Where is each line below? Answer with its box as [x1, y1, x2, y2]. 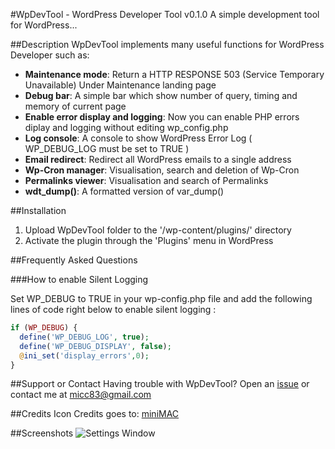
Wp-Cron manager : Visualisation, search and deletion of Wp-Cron [24, 164, 300, 176]
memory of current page [24, 100, 127, 112]
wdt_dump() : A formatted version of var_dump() [24, 185, 225, 197]
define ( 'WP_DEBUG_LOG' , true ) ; [19, 332, 150, 342]
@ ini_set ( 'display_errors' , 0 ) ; [19, 350, 150, 361]
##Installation [10, 205, 67, 216]
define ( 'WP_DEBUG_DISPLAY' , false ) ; [19, 341, 172, 351]
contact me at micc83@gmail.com [10, 389, 152, 401]
